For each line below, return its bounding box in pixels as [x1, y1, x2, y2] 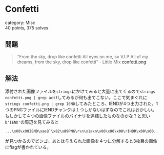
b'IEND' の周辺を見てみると [5, 119, 60, 125]
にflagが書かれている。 [5, 144, 51, 150]
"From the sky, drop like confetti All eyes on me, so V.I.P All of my [17, 53, 148, 59]
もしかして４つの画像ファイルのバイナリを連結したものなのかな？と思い [5, 113, 150, 119]
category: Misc [5, 20, 36, 26]
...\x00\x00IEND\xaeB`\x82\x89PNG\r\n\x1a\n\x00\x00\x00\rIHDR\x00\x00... [5, 129, 161, 133]
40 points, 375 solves [5, 25, 49, 30]
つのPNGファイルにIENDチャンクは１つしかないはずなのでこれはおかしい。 [5, 106, 157, 112]
